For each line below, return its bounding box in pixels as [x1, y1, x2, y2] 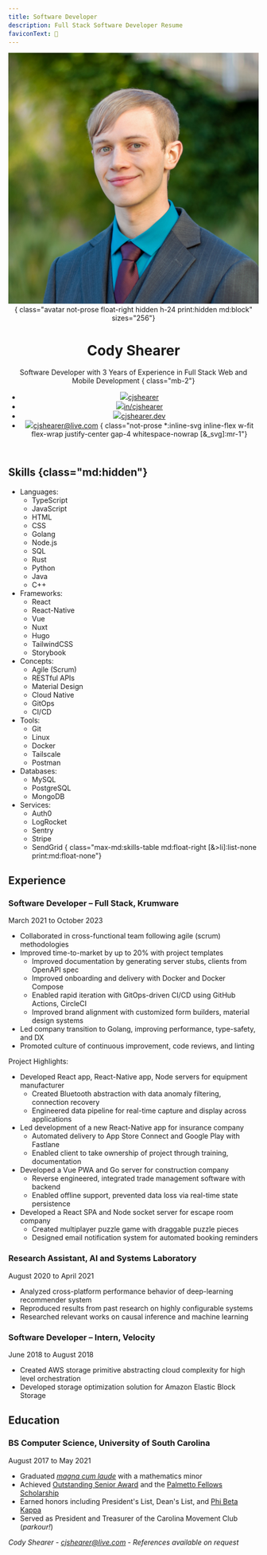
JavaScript [31, 503, 68, 513]
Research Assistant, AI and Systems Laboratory [8, 1253, 197, 1264]
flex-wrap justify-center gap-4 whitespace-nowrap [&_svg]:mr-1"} [31, 429, 248, 439]
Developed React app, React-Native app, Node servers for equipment [19, 1072, 248, 1082]
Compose [31, 982, 64, 992]
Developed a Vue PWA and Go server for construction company [19, 1165, 229, 1175]
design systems [31, 1016, 83, 1025]
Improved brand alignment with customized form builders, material [31, 1008, 250, 1017]
